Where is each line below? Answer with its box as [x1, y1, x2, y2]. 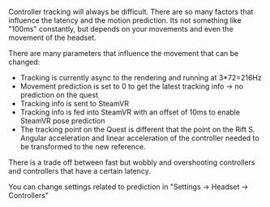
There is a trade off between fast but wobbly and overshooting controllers [8, 157, 255, 167]
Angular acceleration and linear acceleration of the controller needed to [19, 133, 259, 143]
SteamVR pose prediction [19, 116, 105, 125]
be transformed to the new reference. [19, 142, 146, 151]
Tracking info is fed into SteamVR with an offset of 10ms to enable [19, 107, 241, 117]
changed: [8, 57, 41, 67]
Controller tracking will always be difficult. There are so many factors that [8, 7, 254, 16]
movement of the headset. [8, 32, 97, 42]
